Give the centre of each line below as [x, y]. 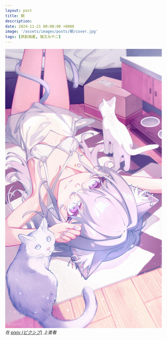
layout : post [19, 10]
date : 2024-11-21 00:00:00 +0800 [40, 26]
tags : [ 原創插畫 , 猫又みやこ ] [33, 37]
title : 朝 [15, 16]
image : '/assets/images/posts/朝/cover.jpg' [52, 32]
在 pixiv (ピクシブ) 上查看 [31, 332]
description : [19, 21]
